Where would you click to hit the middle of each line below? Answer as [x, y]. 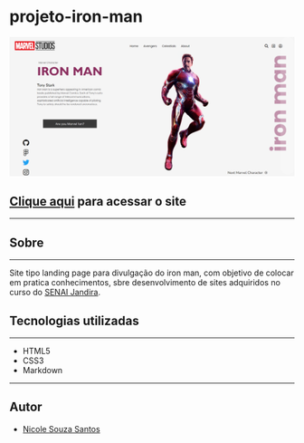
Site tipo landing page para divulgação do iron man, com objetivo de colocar [152, 273]
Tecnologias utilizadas [74, 320]
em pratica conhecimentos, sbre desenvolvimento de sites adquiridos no [145, 283]
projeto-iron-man [76, 17]
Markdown [43, 370]
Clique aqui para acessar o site [98, 201]
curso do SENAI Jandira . [55, 293]
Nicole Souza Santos [62, 429]
